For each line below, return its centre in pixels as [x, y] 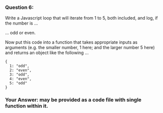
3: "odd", [19, 75]
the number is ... [22, 23]
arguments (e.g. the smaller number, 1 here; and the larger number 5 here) [80, 48]
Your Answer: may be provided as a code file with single [73, 100]
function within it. [27, 106]
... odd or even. [20, 33]
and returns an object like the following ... [47, 53]
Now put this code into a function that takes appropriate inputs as [71, 42]
